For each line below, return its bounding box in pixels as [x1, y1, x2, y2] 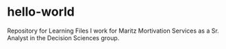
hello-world [7, 4, 75, 20]
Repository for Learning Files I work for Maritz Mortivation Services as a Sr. [7, 27, 219, 35]
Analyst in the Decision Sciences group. [7, 33, 120, 42]
